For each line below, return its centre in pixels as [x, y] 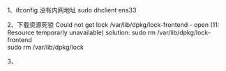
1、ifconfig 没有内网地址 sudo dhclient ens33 [72, 10]
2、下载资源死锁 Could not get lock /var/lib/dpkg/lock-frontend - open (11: [113, 25]
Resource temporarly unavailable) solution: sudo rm [81, 32]
